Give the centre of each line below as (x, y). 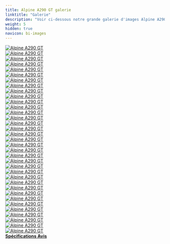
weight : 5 (16, 24)
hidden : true (19, 29)
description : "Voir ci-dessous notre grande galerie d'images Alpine (80, 19)
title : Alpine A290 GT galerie (38, 10)
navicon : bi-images (26, 33)
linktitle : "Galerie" (28, 15)
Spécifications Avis (26, 236)
